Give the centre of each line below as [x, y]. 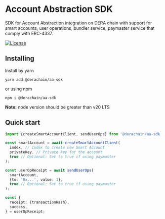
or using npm [19, 89]
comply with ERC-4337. [29, 33]
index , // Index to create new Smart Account [57, 148]
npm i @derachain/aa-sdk [31, 98]
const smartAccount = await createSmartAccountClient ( [63, 143]
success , [19, 207]
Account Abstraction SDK [59, 9]
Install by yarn [20, 70]
